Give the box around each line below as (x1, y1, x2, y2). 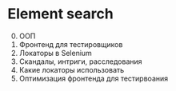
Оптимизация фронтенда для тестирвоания (18, 73, 169, 83)
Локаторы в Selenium (18, 48, 93, 57)
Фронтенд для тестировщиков (18, 39, 123, 49)
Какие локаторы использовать (18, 65, 125, 74)
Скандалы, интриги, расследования (18, 57, 142, 66)
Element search (7, 5, 114, 23)
